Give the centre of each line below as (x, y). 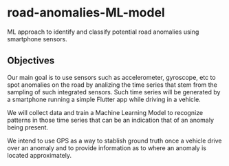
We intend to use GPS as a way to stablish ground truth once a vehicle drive (115, 141)
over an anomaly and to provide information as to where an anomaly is (107, 148)
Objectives (31, 61)
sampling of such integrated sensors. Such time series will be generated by (114, 92)
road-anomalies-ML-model (86, 13)
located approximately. (40, 155)
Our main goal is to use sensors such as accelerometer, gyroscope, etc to (111, 77)
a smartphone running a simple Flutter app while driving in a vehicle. (104, 99)
